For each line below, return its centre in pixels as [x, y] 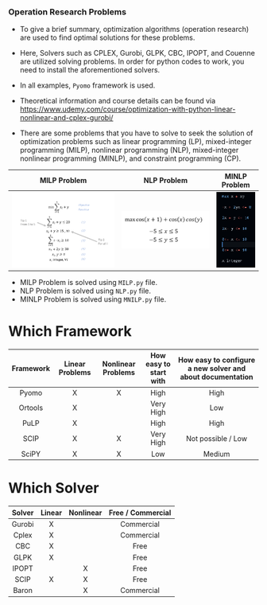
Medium [217, 454]
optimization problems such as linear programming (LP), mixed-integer [135, 142]
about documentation [217, 377]
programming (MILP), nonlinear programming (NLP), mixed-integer [129, 150]
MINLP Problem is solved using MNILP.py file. [93, 299]
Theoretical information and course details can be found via [118, 101]
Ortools [31, 408]
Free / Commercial [140, 513]
